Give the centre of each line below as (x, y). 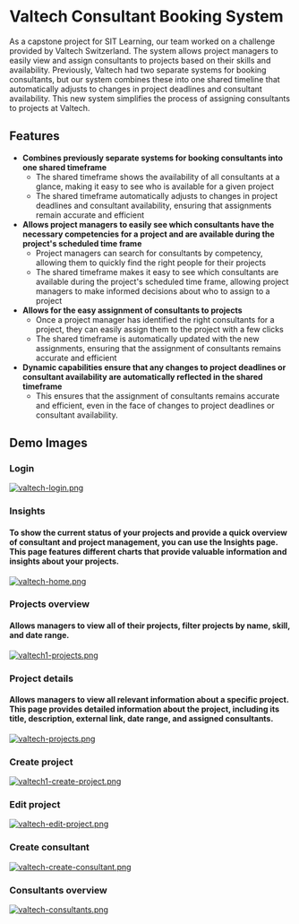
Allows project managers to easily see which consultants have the (148, 224)
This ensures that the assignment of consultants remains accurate (158, 395)
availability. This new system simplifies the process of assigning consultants (150, 98)
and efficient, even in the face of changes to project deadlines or (155, 405)
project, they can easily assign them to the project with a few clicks (159, 329)
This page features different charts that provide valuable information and (148, 551)
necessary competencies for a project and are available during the (148, 234)
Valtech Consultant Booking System (146, 17)
